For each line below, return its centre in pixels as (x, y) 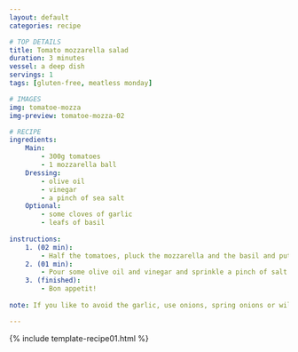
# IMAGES (25, 99)
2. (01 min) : (49, 264)
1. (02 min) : (49, 247)
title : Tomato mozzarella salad (69, 50)
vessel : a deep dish (47, 67)
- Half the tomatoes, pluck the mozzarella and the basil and (158, 256)
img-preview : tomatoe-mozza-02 (67, 116)
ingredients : (33, 140)
